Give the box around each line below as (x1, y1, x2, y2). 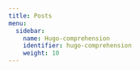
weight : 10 (23, 49, 60, 57)
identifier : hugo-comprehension (23, 42, 132, 50)
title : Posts (8, 11, 53, 20)
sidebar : (15, 27, 45, 35)
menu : (8, 19, 27, 27)
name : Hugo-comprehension (23, 34, 111, 43)
